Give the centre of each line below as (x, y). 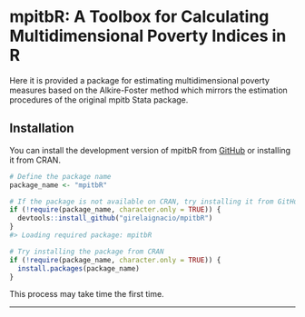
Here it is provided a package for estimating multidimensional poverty (140, 80)
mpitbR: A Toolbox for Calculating (139, 17)
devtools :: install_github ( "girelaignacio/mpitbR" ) (115, 218)
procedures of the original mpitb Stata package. (99, 99)
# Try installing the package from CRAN (87, 252)
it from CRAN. (35, 160)
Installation (42, 129)
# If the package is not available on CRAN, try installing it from (142, 202)
